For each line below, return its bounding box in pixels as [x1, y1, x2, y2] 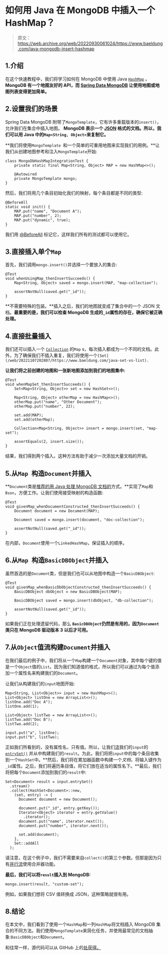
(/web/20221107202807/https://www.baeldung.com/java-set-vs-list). [5, 358, 149, 363]
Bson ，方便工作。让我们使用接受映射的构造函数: [5, 490, 104, 496]
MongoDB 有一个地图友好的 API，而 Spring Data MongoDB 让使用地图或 [5, 82, 155, 88]
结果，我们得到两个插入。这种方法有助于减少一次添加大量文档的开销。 [5, 453, 150, 459]
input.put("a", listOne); [5, 730, 59, 735]
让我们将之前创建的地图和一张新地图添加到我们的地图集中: [5, 367, 125, 373]
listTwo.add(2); [5, 721, 39, 726]
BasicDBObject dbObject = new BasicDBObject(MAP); [14, 589, 122, 594]
